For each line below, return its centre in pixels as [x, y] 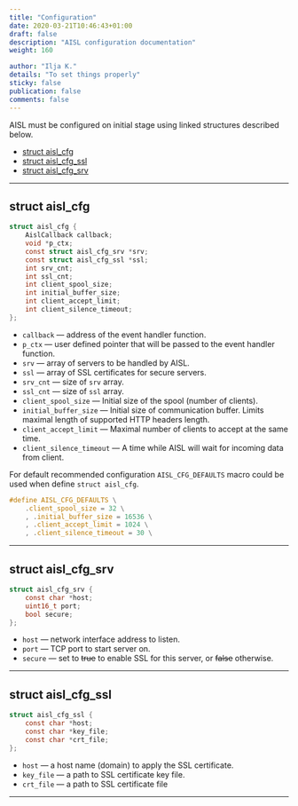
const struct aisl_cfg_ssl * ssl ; [87, 260]
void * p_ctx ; [49, 244]
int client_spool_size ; [69, 285]
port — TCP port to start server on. [86, 649]
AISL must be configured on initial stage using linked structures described [144, 124]
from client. [43, 457]
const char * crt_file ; [67, 739]
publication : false [45, 91]
